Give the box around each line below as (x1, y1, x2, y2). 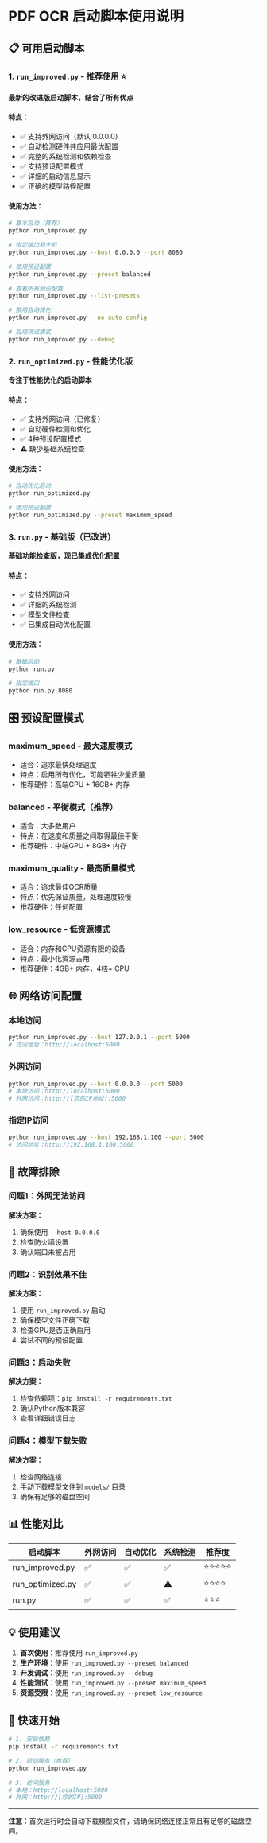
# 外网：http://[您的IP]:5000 (8, 1794, 103, 1802)
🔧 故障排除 (8, 1165, 60, 1179)
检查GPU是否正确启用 (19, 1326, 91, 1335)
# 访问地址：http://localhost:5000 (8, 1041, 121, 1049)
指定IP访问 (8, 1115, 49, 1126)
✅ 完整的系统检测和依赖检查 (19, 152, 112, 162)
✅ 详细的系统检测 (19, 600, 77, 610)
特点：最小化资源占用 (19, 953, 90, 963)
